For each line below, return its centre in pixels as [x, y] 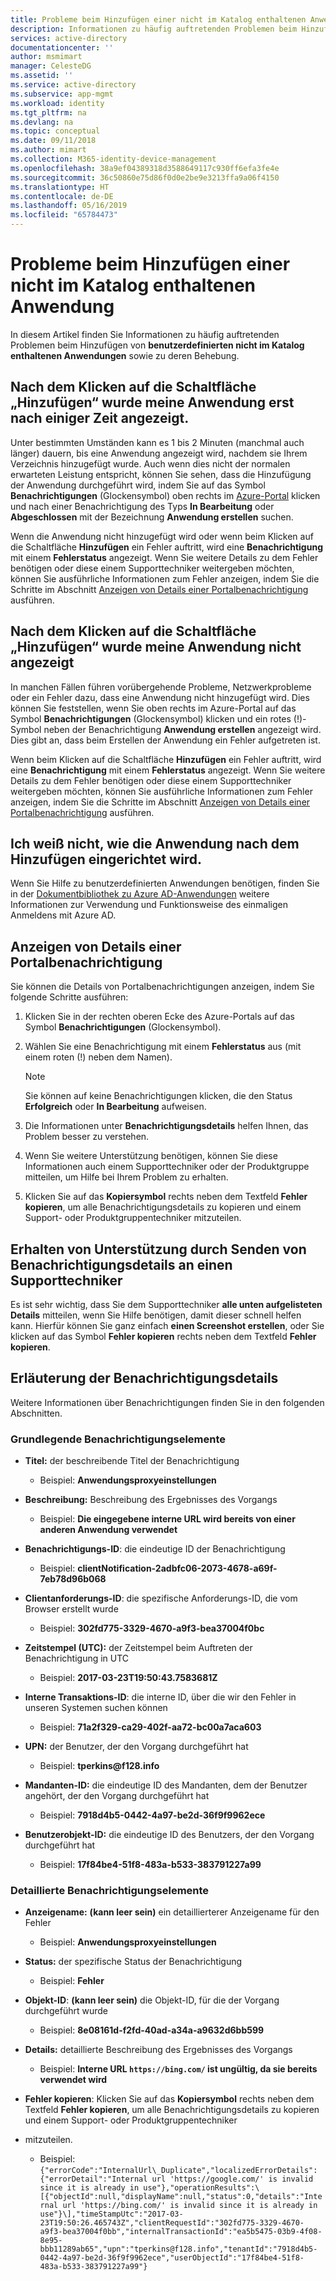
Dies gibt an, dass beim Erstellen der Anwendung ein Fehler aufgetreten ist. [165, 740]
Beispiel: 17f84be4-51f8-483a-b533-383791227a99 [150, 1865]
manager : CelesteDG [51, 66]
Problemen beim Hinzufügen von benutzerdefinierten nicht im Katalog [157, 345]
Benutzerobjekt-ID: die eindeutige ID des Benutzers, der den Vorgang [169, 1835]
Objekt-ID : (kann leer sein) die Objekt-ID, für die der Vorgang [152, 2000]
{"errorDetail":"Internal [93, 2179]
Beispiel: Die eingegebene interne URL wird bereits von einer [167, 1519]
